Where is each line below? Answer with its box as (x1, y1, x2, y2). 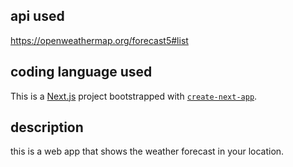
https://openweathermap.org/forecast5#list (10, 34, 189, 46)
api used (10, 8, 65, 25)
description (10, 119, 84, 136)
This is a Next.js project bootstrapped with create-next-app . (10, 90, 258, 102)
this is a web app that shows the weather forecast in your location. (10, 145, 285, 158)
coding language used (10, 64, 153, 81)
